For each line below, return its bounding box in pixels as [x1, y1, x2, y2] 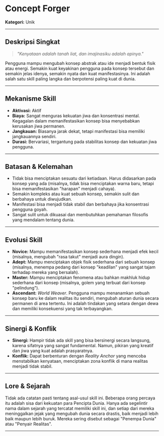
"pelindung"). [12, 285, 40, 291]
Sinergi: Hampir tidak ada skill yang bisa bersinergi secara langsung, [12, 337, 151, 343]
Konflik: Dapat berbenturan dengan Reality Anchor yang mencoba [12, 353, 146, 359]
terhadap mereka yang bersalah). [12, 270, 80, 275]
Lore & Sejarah [5, 382, 50, 391]
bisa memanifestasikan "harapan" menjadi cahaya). [12, 186, 116, 192]
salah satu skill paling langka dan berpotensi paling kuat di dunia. [5, 76, 136, 82]
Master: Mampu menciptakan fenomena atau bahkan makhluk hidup [12, 274, 150, 281]
